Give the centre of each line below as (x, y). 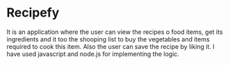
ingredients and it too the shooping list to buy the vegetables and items (108, 39)
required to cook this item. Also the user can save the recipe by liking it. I (110, 46)
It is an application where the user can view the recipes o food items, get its (115, 32)
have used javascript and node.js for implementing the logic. (93, 54)
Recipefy (33, 13)
